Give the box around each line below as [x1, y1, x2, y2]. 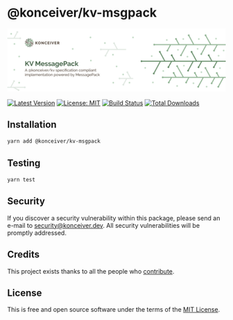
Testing [7, 157, 41, 169]
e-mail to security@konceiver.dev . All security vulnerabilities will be [7, 221, 200, 229]
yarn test [7, 177, 36, 184]
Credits [7, 249, 40, 260]
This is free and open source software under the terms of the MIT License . [7, 305, 221, 314]
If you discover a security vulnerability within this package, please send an [7, 213, 221, 222]
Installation [7, 119, 57, 130]
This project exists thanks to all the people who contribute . [7, 267, 175, 275]
